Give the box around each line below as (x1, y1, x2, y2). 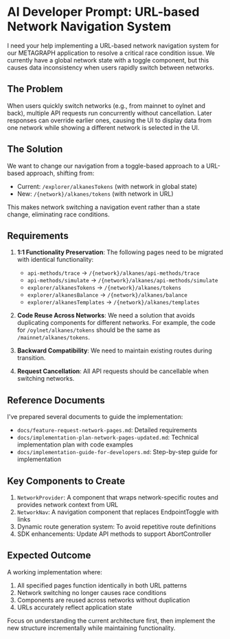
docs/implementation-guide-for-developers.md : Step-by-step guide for (16, 448, 218, 456)
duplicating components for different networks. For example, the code (16, 319, 216, 327)
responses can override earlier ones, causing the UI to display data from (7, 116, 211, 124)
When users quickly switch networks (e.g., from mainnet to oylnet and (7, 101, 206, 110)
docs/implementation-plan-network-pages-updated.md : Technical (16, 434, 199, 442)
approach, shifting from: (26, 169, 95, 177)
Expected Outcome (7, 550, 91, 561)
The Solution (7, 144, 63, 155)
